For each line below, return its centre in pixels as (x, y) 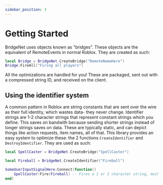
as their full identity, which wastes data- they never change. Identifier (74, 112)
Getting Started (37, 33)
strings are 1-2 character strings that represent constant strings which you (79, 118)
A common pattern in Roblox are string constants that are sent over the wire (81, 107)
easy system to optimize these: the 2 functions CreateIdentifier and (74, 138)
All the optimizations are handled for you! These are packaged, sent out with (81, 75)
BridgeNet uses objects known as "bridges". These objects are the (72, 47)
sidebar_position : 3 (26, 9)
